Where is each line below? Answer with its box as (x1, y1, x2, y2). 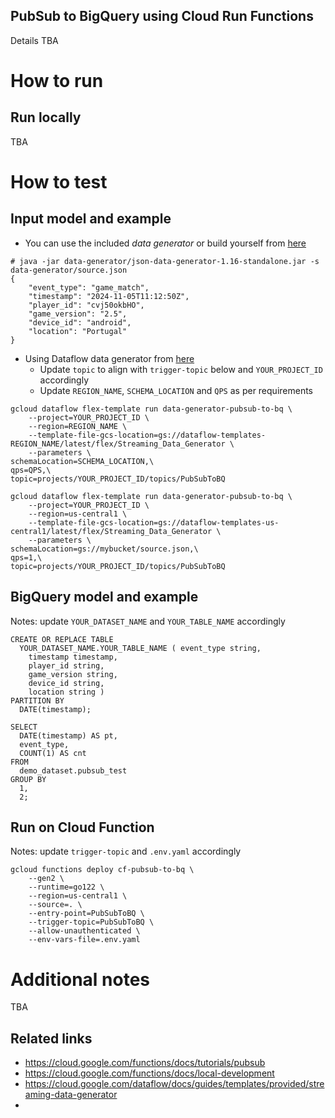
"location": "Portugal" (28, 326, 128, 336)
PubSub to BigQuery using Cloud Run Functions (10, 8, 314, 25)
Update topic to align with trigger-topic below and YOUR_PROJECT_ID (39, 363, 323, 375)
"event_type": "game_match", (28, 282, 150, 293)
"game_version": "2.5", (28, 309, 128, 319)
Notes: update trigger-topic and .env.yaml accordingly (10, 845, 242, 858)
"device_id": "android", (28, 317, 132, 328)
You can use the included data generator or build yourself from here (24, 237, 307, 249)
